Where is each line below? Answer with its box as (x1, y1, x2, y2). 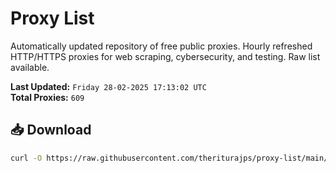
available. (10, 61, 50, 73)
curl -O (10, 153, 43, 163)
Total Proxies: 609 (10, 91, 85, 103)
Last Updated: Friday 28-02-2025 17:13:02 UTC (10, 80, 207, 92)
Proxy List (10, 7, 95, 30)
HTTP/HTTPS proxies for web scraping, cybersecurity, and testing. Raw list (10, 50, 321, 62)
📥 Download (10, 122, 92, 139)
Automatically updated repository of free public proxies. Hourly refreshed (10, 40, 313, 52)
